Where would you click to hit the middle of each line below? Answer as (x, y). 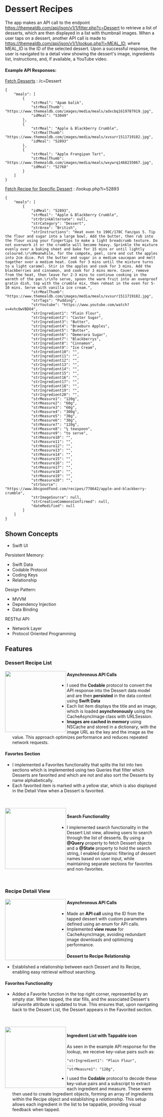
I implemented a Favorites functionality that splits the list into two (77, 764)
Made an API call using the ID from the (106, 914)
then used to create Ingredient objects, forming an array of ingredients (83, 1094)
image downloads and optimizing (100, 939)
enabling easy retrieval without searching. (54, 972)
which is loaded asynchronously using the (110, 711)
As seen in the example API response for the (111, 1046)
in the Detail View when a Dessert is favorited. (58, 790)
